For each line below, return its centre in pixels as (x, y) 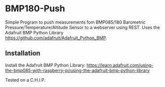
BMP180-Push (35, 9)
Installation (23, 53)
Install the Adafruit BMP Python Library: (45, 65)
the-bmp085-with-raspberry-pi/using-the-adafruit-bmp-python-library (77, 70)
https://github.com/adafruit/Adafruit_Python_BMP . (56, 38)
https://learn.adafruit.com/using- (120, 65)
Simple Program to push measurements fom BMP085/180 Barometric (75, 22)
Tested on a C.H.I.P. (25, 80)
